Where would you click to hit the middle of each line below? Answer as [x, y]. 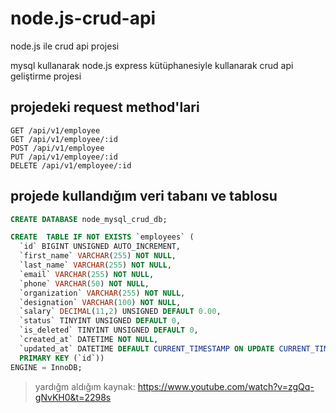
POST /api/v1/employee [57, 148]
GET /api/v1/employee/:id [64, 139]
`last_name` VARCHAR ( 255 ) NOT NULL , [95, 265]
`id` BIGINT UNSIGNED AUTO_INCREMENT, [100, 247]
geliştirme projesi [46, 76]
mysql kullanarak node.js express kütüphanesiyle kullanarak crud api [152, 65]
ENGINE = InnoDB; [46, 367]
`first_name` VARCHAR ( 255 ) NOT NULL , [98, 256]
